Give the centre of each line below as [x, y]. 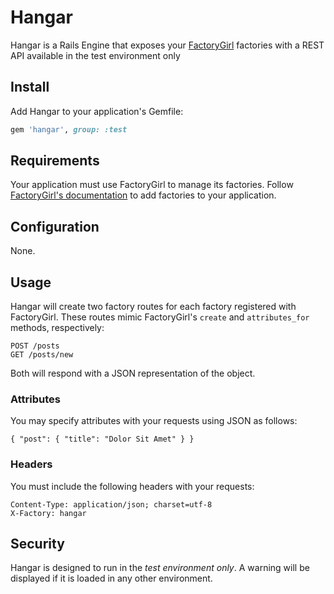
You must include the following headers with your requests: [132, 486]
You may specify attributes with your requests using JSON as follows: [154, 421]
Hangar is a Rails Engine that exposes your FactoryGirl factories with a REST [167, 45]
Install [30, 87]
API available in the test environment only [95, 55]
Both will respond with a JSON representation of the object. [133, 373]
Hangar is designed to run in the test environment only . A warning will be [160, 568]
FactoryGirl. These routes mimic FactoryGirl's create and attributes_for [160, 317]
